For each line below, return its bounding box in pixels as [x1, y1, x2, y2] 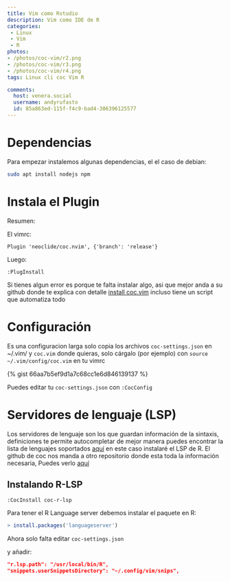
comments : [7, 86, 36, 93]
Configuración [7, 319, 91, 335]
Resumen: [7, 217, 36, 225]
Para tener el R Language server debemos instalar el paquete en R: [7, 509, 197, 517]
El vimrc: [7, 230, 32, 238]
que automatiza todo [7, 295, 66, 303]
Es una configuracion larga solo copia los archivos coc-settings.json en [7, 342, 212, 350]
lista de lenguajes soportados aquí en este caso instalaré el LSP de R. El [7, 444, 211, 453]
